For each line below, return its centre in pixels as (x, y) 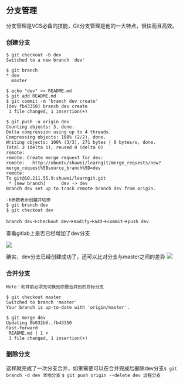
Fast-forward (22, 328)
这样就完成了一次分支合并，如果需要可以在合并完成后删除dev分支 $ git (92, 368)
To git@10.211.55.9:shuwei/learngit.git (56, 178)
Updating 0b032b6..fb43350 (39, 323)
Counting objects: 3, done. (40, 127)
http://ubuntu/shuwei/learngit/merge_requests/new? (96, 163)
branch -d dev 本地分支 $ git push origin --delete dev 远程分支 (84, 375)
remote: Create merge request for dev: (55, 158)
